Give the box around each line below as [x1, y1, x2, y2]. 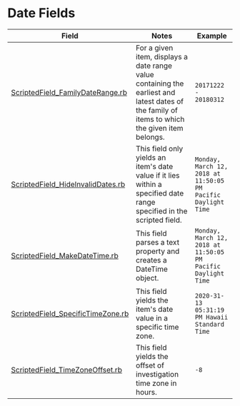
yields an [135, 152, 166, 162]
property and [135, 246, 180, 256]
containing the [135, 78, 184, 88]
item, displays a [135, 51, 188, 61]
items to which [135, 114, 185, 124]
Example [196, 31, 227, 41]
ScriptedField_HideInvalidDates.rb [11, 179, 126, 189]
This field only [135, 143, 184, 153]
